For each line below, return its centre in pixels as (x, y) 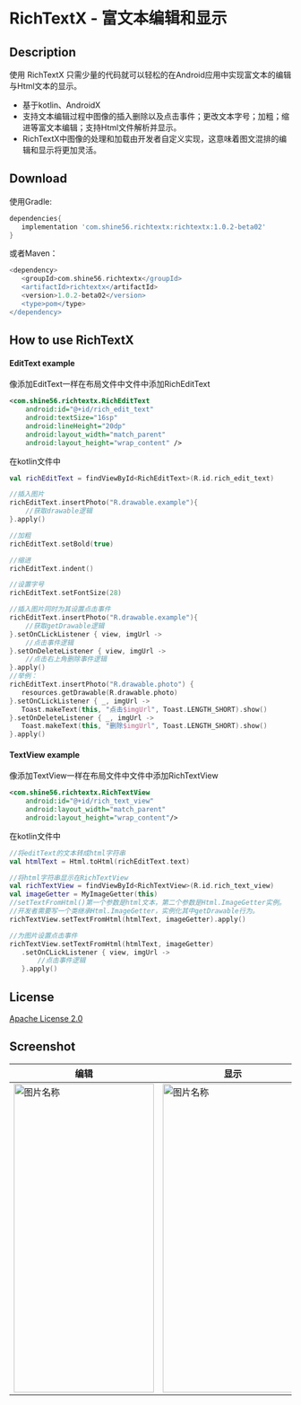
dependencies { (36, 218)
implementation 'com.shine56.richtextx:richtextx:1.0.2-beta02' (144, 227)
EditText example (42, 363)
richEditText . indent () (52, 568)
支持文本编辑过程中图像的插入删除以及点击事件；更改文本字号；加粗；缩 (155, 116)
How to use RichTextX (72, 341)
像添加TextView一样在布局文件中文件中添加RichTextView (114, 776)
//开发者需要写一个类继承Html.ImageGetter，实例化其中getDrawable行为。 (134, 911)
